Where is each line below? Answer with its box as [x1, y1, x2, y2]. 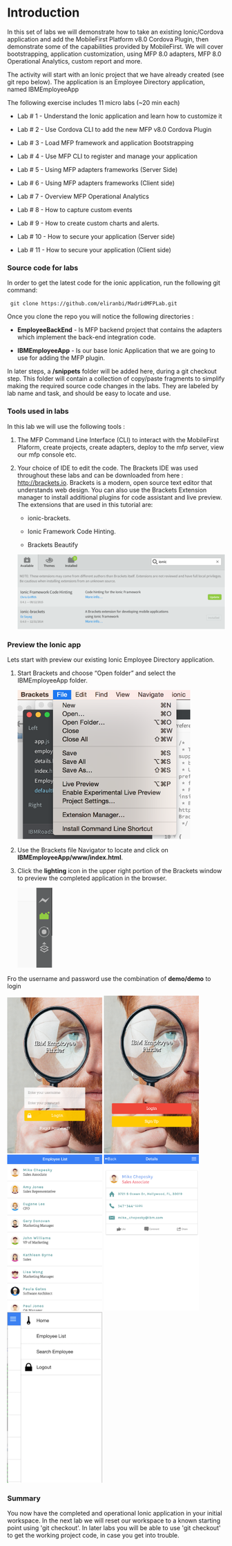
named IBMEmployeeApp [7, 85, 79, 93]
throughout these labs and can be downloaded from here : [17, 471, 184, 479]
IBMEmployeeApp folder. [17, 676, 88, 685]
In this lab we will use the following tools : [7, 422, 126, 430]
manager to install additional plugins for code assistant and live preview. [17, 493, 222, 502]
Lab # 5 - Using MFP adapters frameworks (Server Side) [17, 165, 178, 173]
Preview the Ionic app [7, 640, 81, 649]
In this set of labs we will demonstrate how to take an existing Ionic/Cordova [7, 28, 224, 36]
